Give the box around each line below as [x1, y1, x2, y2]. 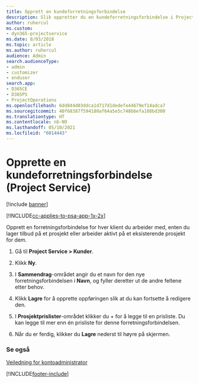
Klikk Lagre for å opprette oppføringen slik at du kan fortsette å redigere [14, 295, 191, 302]
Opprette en [6, 156, 66, 169]
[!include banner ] [6, 200, 49, 208]
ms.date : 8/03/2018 [6, 36, 54, 42]
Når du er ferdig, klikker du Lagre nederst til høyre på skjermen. [14, 330, 171, 337]
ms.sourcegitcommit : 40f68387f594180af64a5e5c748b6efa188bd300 [6, 108, 166, 114]
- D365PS [6, 91, 28, 97]
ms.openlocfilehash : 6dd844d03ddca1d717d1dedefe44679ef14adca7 [6, 102, 166, 109]
